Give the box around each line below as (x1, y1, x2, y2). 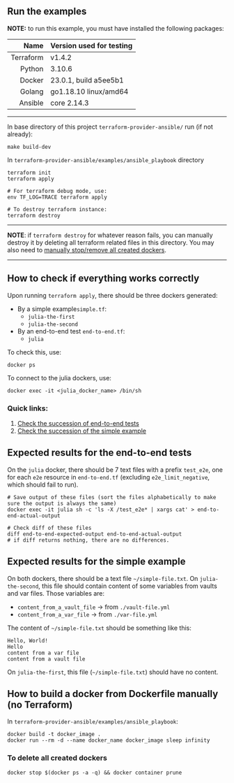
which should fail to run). (7, 480, 79, 489)
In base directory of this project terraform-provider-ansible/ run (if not (7, 122, 214, 131)
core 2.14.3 (50, 98, 89, 108)
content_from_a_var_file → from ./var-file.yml (17, 610, 158, 618)
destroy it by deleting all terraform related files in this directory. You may (7, 238, 214, 247)
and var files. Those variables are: (7, 589, 105, 597)
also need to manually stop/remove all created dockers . (7, 245, 167, 254)
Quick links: (7, 403, 49, 413)
